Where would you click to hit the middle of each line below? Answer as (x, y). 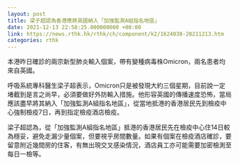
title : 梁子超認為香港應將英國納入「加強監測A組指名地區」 (84, 21)
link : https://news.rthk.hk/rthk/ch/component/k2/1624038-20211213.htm (116, 34)
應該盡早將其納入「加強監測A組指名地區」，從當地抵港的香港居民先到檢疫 (114, 103)
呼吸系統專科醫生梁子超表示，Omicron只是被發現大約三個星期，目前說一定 (117, 85)
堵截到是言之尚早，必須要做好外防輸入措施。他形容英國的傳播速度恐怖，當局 (119, 95)
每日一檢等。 (26, 154)
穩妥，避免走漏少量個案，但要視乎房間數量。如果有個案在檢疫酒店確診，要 (122, 137)
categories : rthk (33, 41)
